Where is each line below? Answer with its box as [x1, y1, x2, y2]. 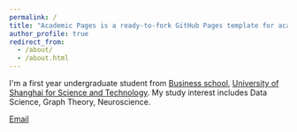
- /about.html [17, 54, 69, 62]
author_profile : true [9, 29, 89, 38]
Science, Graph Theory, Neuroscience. [9, 97, 151, 106]
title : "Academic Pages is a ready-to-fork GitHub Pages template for [9, 21, 275, 30]
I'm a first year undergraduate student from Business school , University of [9, 78, 279, 88]
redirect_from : [9, 37, 65, 47]
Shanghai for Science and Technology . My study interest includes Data [9, 87, 268, 98]
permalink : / [9, 12, 57, 22]
